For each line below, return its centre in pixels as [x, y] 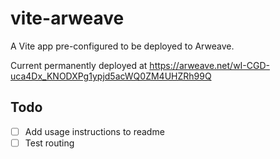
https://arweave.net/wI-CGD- [210, 65]
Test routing [49, 143]
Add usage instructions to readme [94, 131]
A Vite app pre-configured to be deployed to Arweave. [122, 46]
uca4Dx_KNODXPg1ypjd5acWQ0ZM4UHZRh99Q [111, 76]
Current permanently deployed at [79, 65]
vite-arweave [67, 18]
